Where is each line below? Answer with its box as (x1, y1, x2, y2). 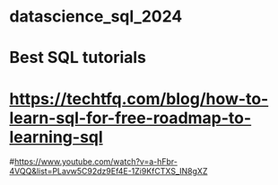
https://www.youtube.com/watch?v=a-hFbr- (13, 156, 178, 167)
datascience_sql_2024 (9, 6, 183, 27)
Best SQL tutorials (9, 48, 146, 68)
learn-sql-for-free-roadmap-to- (9, 108, 252, 128)
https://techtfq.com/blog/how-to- (9, 88, 269, 109)
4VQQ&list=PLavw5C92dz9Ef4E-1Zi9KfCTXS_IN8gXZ (9, 166, 208, 177)
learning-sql (9, 127, 103, 147)
